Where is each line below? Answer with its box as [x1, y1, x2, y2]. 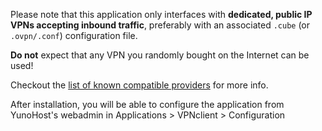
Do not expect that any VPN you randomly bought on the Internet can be [10, 49, 310, 61]
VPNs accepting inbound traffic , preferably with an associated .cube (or [10, 19, 311, 31]
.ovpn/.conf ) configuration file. [10, 30, 138, 41]
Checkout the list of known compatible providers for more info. [10, 79, 269, 91]
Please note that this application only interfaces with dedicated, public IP [10, 9, 313, 20]
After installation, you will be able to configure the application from [10, 99, 285, 110]
